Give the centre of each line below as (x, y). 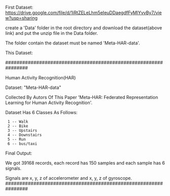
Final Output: (19, 153)
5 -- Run (17, 139)
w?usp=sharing (22, 18)
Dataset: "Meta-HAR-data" (33, 87)
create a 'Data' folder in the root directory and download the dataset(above (84, 28)
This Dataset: (19, 53)
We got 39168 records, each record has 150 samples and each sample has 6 (85, 163)
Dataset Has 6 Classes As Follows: (41, 112)
